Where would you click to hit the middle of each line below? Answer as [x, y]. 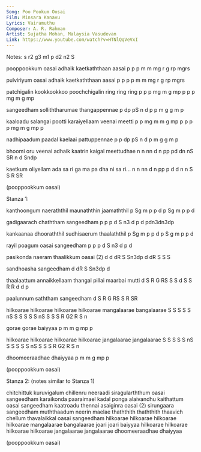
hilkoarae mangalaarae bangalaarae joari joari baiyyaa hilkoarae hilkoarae [97, 425]
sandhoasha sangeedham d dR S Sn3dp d [58, 269]
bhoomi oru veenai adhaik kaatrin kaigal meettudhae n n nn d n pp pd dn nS [100, 151]
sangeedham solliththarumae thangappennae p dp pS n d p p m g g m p [95, 110]
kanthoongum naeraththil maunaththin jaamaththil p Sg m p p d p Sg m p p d [100, 210]
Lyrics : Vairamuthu [31, 23]
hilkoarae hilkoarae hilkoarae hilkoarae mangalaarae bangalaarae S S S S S [98, 310]
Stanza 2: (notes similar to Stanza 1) [50, 381]
